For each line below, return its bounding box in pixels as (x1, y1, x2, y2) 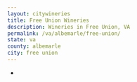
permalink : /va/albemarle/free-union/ (7, 29, 121, 37)
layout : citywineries (7, 10, 71, 18)
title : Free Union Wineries (7, 17, 90, 24)
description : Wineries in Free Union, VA (7, 23, 131, 30)
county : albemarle (7, 43, 61, 50)
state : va (7, 36, 37, 43)
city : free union (7, 50, 58, 57)
